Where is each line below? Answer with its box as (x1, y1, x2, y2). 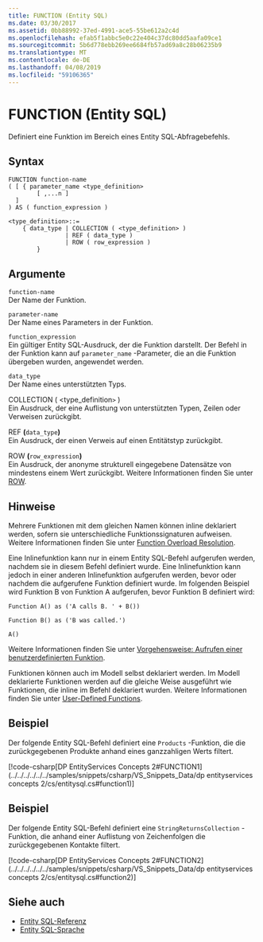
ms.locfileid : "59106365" (8, 71, 94, 79)
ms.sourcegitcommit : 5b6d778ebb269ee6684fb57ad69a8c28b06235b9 (8, 41, 222, 49)
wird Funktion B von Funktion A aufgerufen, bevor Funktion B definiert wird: (8, 587, 255, 596)
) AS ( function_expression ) (8, 204, 109, 212)
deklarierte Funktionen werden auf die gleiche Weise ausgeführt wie (8, 677, 232, 686)
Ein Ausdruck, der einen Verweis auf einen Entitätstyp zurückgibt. (8, 436, 223, 445)
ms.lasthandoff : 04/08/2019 (8, 64, 102, 72)
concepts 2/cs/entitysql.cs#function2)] (8, 872, 137, 881)
